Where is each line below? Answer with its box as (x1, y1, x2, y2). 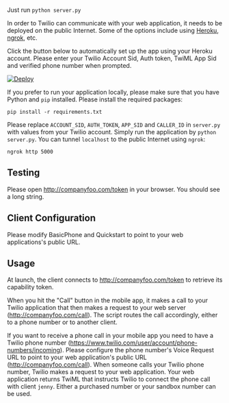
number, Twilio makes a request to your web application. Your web (7, 368, 195, 376)
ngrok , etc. (7, 34, 38, 42)
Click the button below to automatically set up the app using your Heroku (7, 47, 213, 55)
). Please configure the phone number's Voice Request (59, 346, 214, 354)
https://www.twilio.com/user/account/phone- (70, 339, 198, 347)
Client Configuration (7, 212, 96, 224)
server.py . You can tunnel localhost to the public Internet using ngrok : (7, 135, 206, 143)
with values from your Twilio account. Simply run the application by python (7, 128, 217, 136)
